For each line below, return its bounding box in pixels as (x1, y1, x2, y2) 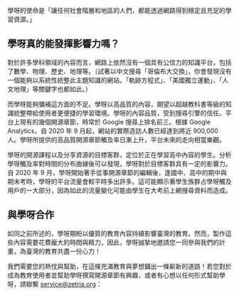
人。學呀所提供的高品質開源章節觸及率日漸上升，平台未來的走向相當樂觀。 (7, 135, 225, 144)
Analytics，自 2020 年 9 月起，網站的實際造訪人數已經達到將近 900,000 (7, 127, 218, 135)
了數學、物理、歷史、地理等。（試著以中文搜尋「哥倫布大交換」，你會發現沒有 (7, 67, 232, 75)
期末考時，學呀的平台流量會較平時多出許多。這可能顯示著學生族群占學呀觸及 (7, 177, 232, 186)
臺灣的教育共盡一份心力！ (26, 247, 101, 255)
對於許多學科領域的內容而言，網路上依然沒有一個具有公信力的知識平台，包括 (7, 58, 232, 66)
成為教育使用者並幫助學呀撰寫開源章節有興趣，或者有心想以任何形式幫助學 (7, 271, 225, 279)
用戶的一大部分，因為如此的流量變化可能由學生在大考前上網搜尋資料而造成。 (7, 186, 232, 194)
